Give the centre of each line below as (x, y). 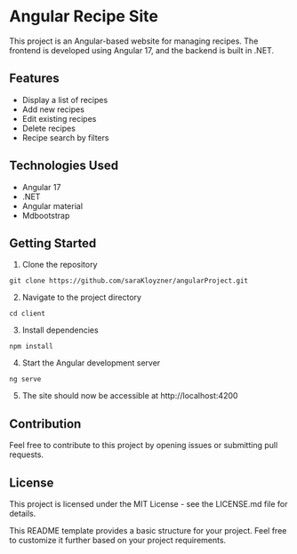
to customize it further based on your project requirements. (118, 540)
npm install (31, 347)
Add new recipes (53, 109)
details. (23, 514)
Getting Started (53, 243)
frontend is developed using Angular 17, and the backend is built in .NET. (141, 50)
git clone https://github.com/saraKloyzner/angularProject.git (129, 281)
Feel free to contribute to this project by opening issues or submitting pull (144, 446)
